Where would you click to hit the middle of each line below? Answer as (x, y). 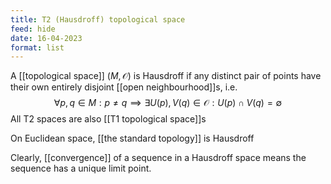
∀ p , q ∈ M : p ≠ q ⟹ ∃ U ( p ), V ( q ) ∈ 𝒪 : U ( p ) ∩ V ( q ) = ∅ (168, 103)
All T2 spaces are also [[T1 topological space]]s (108, 119)
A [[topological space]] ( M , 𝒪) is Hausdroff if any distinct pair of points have (166, 76)
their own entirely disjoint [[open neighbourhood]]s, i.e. (124, 87)
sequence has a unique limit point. (81, 168)
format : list (37, 47)
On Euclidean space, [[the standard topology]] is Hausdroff (132, 138)
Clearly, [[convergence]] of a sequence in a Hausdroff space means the (158, 158)
